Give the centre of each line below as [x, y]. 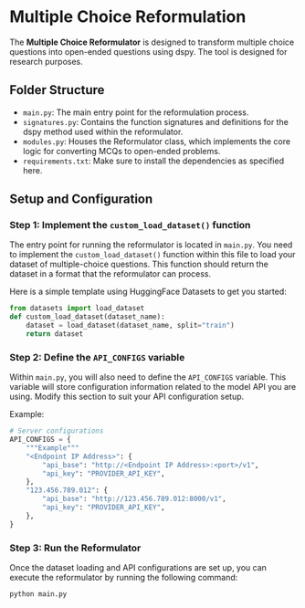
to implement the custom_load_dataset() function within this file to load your [152, 255]
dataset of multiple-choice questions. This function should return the [139, 264]
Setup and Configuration [81, 199]
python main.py [38, 594]
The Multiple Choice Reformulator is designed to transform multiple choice [152, 42]
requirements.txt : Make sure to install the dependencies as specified [153, 161]
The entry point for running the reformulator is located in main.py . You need [151, 245]
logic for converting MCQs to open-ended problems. [121, 151]
